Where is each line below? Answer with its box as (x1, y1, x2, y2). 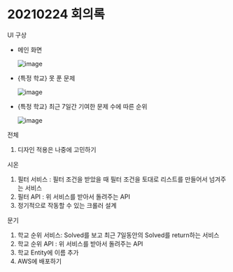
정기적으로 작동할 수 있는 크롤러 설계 (17, 201, 117, 209)
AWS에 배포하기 (17, 257, 62, 265)
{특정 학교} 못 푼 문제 (17, 74, 76, 82)
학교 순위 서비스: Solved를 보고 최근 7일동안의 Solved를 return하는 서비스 (17, 231, 220, 239)
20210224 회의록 (7, 6, 105, 22)
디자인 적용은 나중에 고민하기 (17, 145, 97, 153)
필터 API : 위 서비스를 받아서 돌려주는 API (17, 192, 131, 201)
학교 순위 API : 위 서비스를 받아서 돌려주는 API (17, 239, 143, 248)
